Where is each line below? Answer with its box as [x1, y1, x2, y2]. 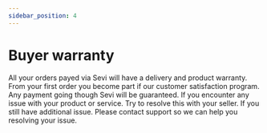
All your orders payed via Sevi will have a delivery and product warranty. [8, 73, 248, 83]
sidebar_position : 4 [8, 11, 78, 20]
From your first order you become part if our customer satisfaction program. [8, 81, 260, 91]
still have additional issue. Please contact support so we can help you [8, 107, 238, 116]
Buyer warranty [8, 46, 115, 64]
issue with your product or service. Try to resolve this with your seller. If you [8, 98, 260, 108]
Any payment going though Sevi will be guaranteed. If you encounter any [8, 90, 250, 99]
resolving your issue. [8, 115, 78, 125]
